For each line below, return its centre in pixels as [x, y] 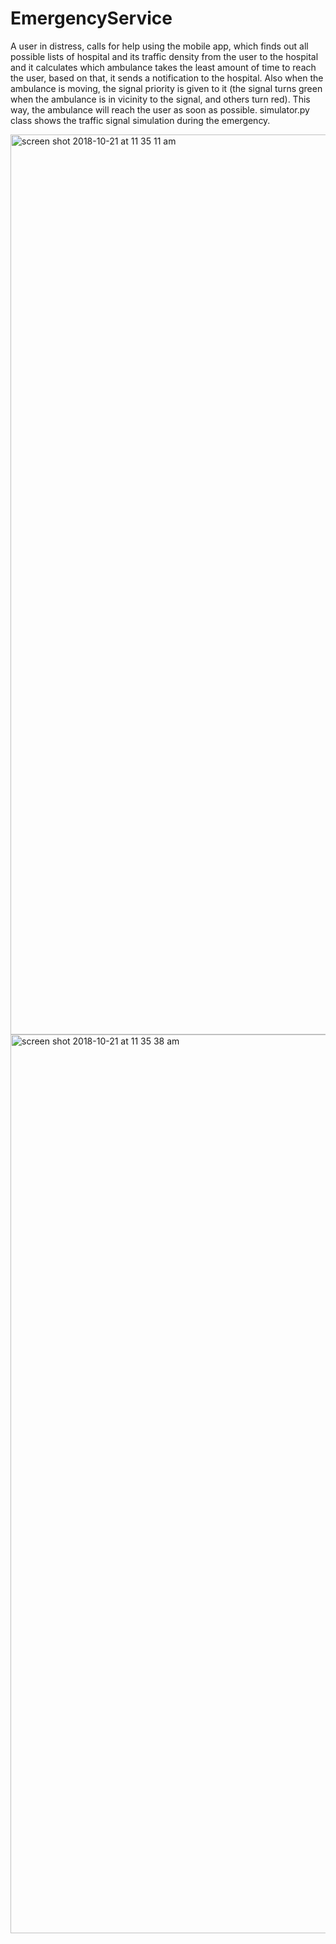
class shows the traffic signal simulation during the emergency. [140, 120]
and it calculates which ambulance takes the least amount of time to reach [163, 67]
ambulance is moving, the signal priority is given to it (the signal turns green [166, 88]
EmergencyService [91, 18]
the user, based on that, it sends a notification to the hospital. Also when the [167, 78]
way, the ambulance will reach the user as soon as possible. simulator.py [160, 109]
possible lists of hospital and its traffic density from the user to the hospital [164, 56]
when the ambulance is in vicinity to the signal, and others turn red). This [160, 99]
